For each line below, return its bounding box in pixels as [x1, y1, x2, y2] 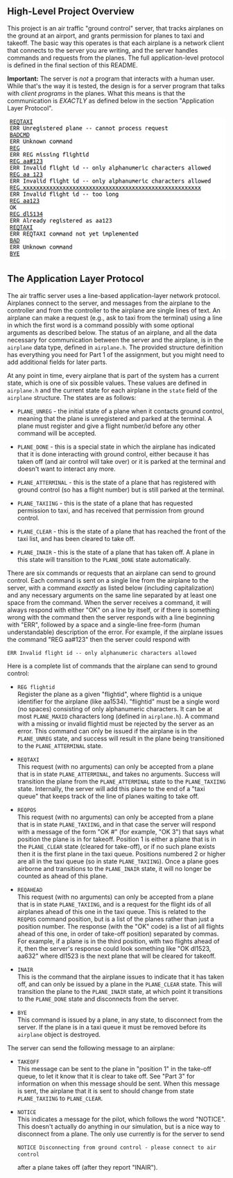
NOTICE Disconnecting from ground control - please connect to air [17, 1144, 216, 1151]
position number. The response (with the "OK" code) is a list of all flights [17, 922, 224, 930]
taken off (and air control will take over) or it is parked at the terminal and [17, 457, 226, 465]
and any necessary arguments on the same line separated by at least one [7, 590, 217, 599]
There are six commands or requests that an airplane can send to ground [7, 569, 216, 577]
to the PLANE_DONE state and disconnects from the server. [17, 995, 179, 1003]
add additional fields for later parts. [7, 358, 107, 366]
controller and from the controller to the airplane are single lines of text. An [7, 306, 221, 315]
